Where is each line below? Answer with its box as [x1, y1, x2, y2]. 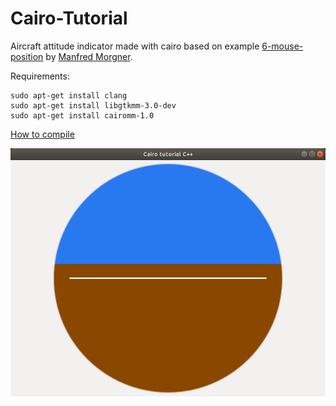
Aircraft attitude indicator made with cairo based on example [10, 40, 260, 52]
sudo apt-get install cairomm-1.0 [10, 110, 155, 121]
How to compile [10, 128, 75, 140]
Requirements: [10, 70, 70, 82]
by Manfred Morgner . [45, 50, 133, 62]
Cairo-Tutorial [10, 7, 128, 30]
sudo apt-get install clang [10, 90, 128, 101]
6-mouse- [261, 40, 304, 52]
